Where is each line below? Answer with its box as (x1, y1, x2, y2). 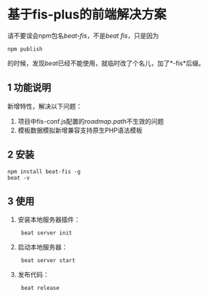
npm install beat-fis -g (7, 168, 81, 175)
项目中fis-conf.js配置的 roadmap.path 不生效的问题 (17, 117, 165, 125)
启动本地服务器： (17, 243, 68, 252)
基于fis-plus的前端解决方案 (7, 6, 167, 23)
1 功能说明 (7, 82, 52, 94)
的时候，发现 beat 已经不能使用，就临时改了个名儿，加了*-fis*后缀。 (7, 58, 205, 67)
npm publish (7, 45, 43, 53)
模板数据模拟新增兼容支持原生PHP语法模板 (17, 126, 143, 134)
